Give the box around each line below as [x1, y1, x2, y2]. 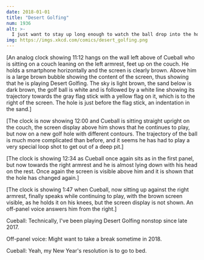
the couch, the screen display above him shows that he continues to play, [6, 124, 190, 131]
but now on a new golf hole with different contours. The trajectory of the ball [6, 130, 198, 137]
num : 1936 [6, 20, 32, 26]
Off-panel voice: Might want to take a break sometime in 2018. [6, 235, 162, 242]
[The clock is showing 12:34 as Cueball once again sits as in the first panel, [6, 155, 194, 162]
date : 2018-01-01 [6, 9, 50, 15]
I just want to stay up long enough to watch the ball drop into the [12, 32, 191, 38]
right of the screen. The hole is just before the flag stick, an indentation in [6, 99, 190, 106]
